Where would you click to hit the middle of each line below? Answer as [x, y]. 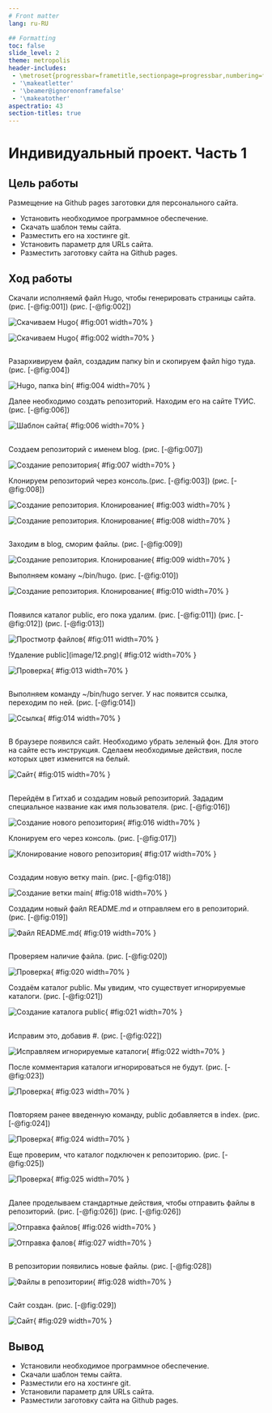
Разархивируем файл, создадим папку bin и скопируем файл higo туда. [132, 361]
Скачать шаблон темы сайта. [70, 227]
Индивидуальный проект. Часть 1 [128, 154]
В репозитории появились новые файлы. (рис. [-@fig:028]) [110, 1266]
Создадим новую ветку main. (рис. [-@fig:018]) [90, 877]
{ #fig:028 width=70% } [132, 1282]
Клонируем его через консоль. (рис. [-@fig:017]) [93, 838]
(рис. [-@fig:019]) [38, 917]
